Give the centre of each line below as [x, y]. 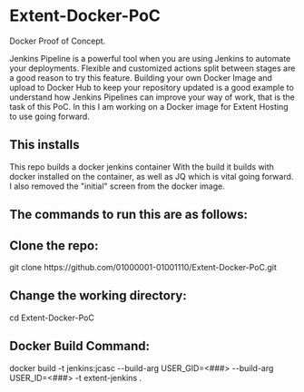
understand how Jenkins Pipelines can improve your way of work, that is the [152, 97]
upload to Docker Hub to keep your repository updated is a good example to [152, 87]
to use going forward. [50, 116]
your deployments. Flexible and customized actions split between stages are [152, 68]
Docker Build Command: [79, 346]
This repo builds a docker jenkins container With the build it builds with [142, 167]
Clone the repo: [54, 245]
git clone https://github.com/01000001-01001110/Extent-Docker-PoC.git [143, 267]
